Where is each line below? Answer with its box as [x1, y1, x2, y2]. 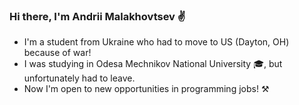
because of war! [23, 47, 92, 59]
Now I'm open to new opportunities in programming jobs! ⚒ [23, 83, 270, 95]
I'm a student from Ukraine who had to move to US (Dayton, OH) [23, 36, 290, 48]
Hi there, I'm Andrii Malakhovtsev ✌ [9, 9, 186, 23]
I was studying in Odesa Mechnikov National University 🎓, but [23, 58, 283, 70]
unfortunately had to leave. [23, 72, 136, 84]
